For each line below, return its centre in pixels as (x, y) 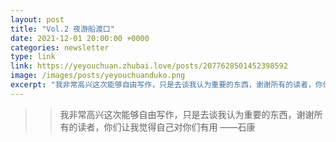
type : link (33, 57)
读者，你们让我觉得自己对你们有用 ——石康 (166, 127)
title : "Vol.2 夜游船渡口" (62, 29)
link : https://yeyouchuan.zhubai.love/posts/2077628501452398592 (149, 66)
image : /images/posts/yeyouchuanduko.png (98, 76)
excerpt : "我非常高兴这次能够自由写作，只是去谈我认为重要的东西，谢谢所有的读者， (163, 85)
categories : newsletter (60, 47)
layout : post (37, 19)
